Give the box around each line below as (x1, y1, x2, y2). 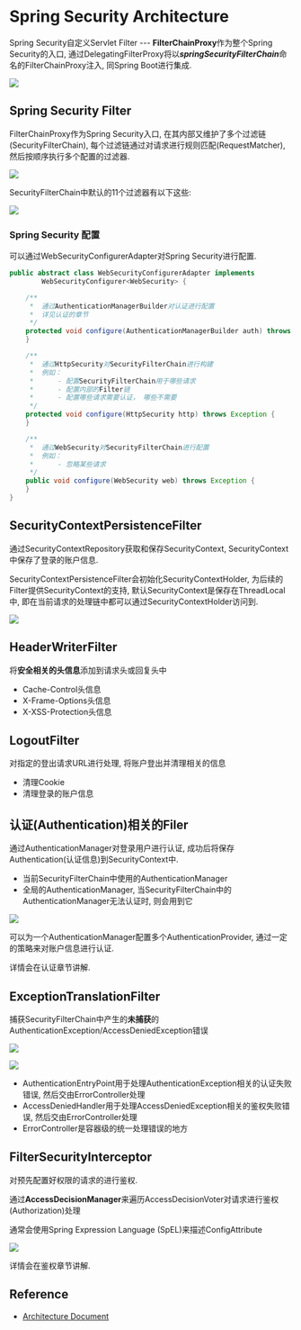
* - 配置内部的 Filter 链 (29, 385, 130, 394)
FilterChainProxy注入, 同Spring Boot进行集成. (24, 59, 192, 70)
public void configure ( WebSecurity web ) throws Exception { (25, 476, 255, 485)
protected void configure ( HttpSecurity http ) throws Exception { (25, 410, 276, 420)
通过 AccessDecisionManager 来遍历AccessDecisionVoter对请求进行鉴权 (9, 1193, 279, 1204)
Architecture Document (22, 1310, 110, 1321)
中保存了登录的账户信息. (9, 554, 99, 565)
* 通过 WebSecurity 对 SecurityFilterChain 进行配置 (29, 443, 209, 452)
